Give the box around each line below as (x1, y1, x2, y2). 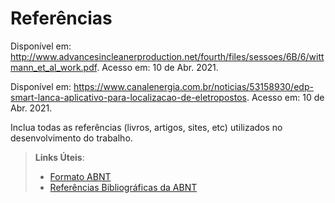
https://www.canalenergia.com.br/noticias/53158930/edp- (73, 80, 314, 92)
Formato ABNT (49, 170, 112, 182)
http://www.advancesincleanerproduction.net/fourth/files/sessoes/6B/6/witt (10, 50, 325, 62)
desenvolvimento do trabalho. (10, 132, 133, 144)
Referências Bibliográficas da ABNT (49, 181, 198, 193)
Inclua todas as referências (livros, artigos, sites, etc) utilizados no (10, 121, 283, 133)
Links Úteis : (34, 151, 85, 163)
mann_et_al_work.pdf (10, 61, 98, 73)
